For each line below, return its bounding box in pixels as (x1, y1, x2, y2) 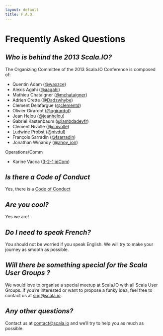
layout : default (5, 7, 39, 12)
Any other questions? (5, 307, 74, 316)
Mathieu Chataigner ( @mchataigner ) (12, 91, 87, 97)
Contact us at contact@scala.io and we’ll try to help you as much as (5, 320, 144, 326)
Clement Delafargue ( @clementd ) (12, 102, 81, 108)
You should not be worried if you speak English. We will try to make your (5, 241, 154, 247)
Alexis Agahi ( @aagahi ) (12, 86, 61, 92)
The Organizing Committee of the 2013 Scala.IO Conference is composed (5, 66, 156, 72)
